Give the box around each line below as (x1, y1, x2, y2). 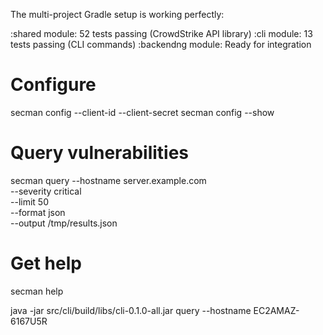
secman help (10, 285, 64, 297)
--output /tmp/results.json (10, 217, 118, 229)
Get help (10, 252, 82, 275)
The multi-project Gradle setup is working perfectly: (10, 9, 225, 20)
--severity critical (10, 185, 82, 197)
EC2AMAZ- (253, 304, 300, 316)
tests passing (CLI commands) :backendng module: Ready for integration (10, 39, 312, 50)
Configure (10, 74, 97, 96)
